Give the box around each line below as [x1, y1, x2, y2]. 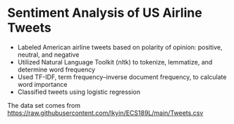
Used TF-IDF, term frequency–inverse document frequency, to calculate [17, 72, 227, 81]
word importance [17, 80, 68, 88]
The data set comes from [7, 101, 81, 109]
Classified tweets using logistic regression [17, 88, 141, 96]
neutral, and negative [17, 50, 80, 59]
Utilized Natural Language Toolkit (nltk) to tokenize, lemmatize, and [17, 57, 213, 66]
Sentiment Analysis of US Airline [7, 5, 202, 21]
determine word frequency [17, 65, 96, 74]
